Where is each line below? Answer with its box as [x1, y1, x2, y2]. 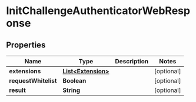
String [62, 86, 81, 94]
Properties [6, 40, 46, 50]
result [9, 86, 26, 94]
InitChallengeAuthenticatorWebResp [6, 4, 190, 18]
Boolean [62, 77, 87, 84]
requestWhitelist [9, 77, 57, 84]
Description [115, 57, 149, 65]
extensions [9, 67, 41, 75]
